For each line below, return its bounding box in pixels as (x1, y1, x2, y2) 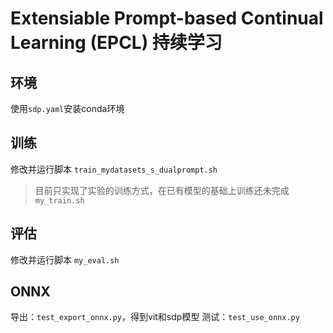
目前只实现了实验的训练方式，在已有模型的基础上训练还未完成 (34, 184, 290, 196)
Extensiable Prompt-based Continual (10, 7, 324, 30)
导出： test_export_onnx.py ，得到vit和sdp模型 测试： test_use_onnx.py (10, 311, 300, 323)
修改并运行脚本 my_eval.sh (10, 253, 120, 266)
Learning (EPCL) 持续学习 (10, 32, 223, 54)
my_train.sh (34, 195, 85, 206)
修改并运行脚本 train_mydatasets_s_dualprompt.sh (10, 163, 218, 175)
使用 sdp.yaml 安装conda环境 (10, 103, 125, 114)
